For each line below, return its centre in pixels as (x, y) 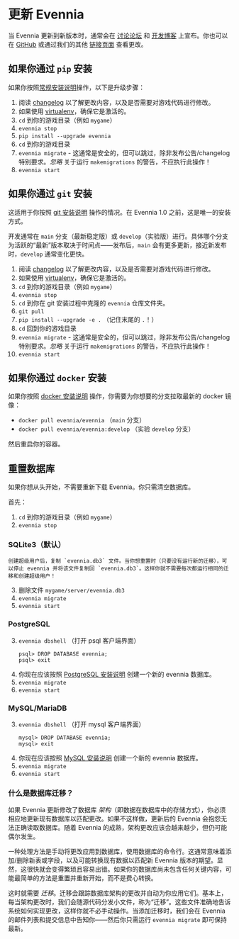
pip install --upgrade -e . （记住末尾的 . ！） (88, 319)
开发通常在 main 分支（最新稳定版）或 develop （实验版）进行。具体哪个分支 (118, 236)
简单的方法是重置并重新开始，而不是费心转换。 (89, 878)
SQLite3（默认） (37, 545)
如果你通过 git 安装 (50, 194)
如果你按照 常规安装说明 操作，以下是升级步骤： (76, 87)
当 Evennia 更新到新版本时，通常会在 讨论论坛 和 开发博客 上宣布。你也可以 (118, 35)
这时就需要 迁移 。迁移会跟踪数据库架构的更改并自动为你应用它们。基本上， (118, 893)
